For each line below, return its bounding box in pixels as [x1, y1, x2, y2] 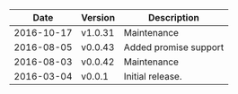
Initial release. [123, 71, 182, 82]
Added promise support [123, 41, 225, 53]
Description [147, 12, 199, 23]
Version [80, 12, 115, 23]
